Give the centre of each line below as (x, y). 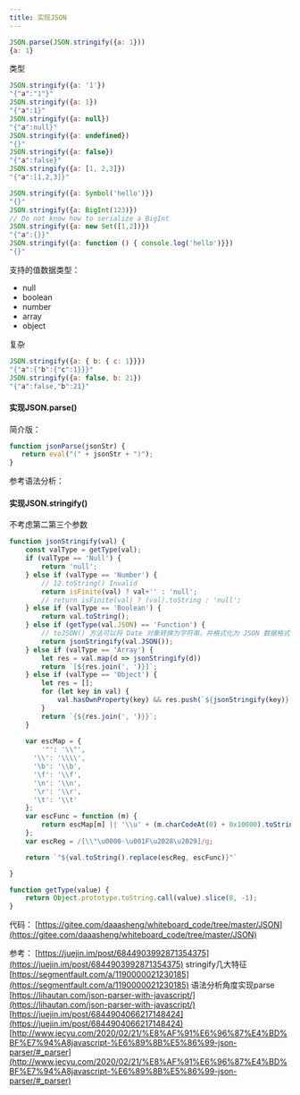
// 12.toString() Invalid (90, 583)
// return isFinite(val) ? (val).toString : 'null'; (142, 600)
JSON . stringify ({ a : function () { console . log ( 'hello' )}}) (121, 244)
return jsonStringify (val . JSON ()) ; (108, 641)
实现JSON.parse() (43, 407)
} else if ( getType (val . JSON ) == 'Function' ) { (115, 625)
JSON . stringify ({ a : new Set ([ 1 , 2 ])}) (79, 227)
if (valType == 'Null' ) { (74, 559)
